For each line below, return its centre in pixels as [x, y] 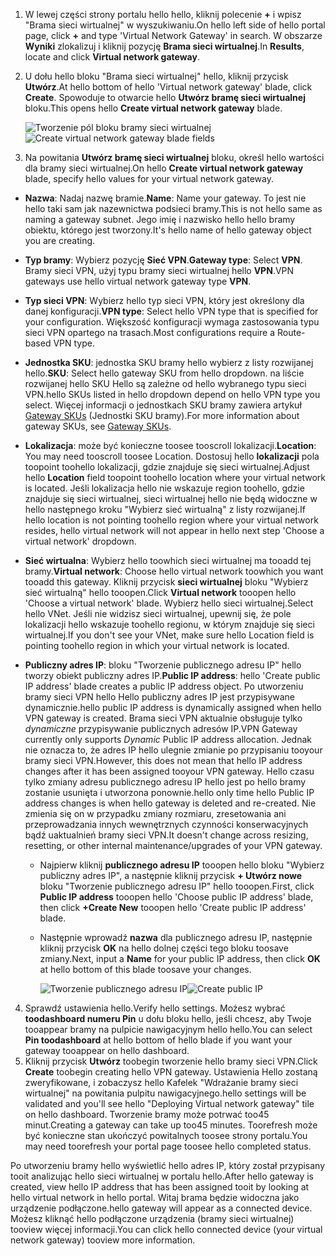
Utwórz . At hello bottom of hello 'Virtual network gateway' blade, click [168, 87]
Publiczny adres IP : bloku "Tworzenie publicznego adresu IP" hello [163, 665]
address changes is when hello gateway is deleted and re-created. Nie [170, 803]
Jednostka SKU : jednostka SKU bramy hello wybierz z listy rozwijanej [169, 362]
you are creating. [60, 240]
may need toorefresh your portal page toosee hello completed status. [168, 1146]
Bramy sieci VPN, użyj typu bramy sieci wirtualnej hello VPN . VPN [159, 270]
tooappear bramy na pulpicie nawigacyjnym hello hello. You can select [168, 1029]
